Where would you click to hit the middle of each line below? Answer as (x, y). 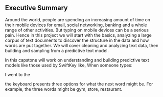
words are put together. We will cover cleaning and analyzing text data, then (82, 45)
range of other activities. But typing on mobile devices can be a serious (77, 30)
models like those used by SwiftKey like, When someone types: (69, 65)
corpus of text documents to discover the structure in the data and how (77, 40)
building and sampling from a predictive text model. (57, 50)
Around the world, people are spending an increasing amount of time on (78, 19)
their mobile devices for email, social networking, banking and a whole (76, 25)
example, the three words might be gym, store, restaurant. (64, 89)
